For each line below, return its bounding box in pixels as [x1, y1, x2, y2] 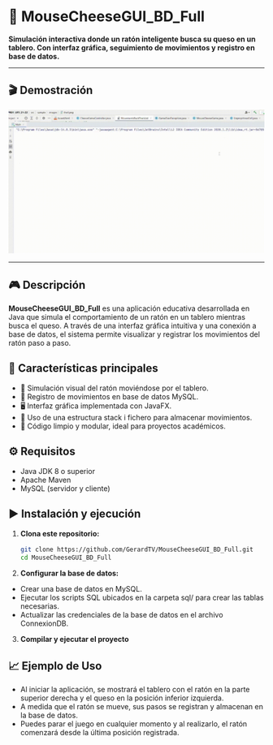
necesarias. [19, 601, 59, 611]
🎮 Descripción [8, 278, 86, 291]
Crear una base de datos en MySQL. [19, 584, 142, 594]
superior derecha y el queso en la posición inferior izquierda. [19, 693, 224, 703]
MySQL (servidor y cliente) [19, 483, 111, 493]
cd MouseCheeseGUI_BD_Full [19, 553, 112, 562]
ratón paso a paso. [8, 338, 71, 348]
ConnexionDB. [19, 618, 69, 628]
